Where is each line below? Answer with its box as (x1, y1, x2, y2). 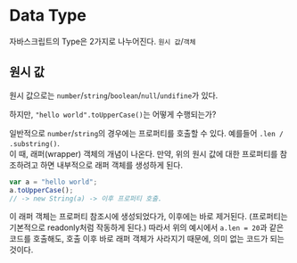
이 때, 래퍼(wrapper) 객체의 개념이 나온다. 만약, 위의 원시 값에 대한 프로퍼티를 (9, 148, 278, 159)
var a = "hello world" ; (9, 177, 98, 186)
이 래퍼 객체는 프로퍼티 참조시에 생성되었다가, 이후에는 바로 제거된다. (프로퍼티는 (9, 211, 288, 222)
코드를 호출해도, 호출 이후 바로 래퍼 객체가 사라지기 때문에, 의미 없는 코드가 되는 (9, 234, 285, 244)
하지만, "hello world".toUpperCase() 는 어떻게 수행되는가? (9, 109, 217, 119)
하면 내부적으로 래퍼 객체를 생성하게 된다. (39, 160, 184, 170)
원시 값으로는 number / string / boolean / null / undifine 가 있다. (9, 90, 219, 101)
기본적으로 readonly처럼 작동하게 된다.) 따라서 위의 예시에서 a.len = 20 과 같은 (9, 222, 284, 233)
